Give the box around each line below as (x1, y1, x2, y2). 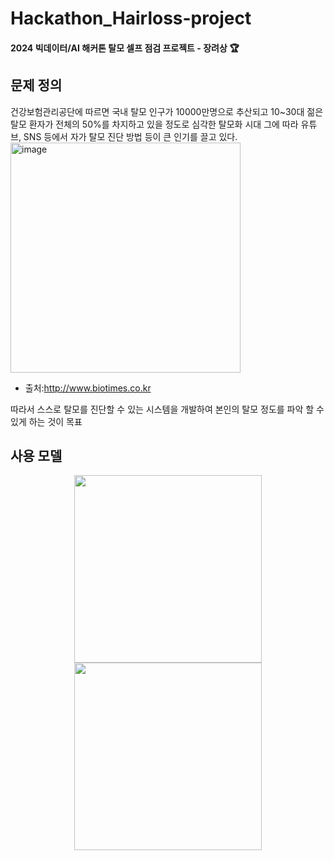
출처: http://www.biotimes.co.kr (24, 382, 152, 394)
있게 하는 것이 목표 (10, 415, 83, 427)
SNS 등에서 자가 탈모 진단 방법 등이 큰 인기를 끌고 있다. (23, 130, 238, 142)
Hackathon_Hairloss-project (10, 7, 252, 30)
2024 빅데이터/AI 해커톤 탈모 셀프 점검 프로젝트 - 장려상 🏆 (10, 42, 240, 54)
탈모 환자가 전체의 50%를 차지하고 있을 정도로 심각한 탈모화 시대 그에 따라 (10, 118, 299, 130)
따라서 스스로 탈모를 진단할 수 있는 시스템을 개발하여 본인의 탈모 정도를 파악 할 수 (10, 403, 325, 415)
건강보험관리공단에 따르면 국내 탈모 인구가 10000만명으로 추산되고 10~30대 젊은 (10, 105, 324, 117)
